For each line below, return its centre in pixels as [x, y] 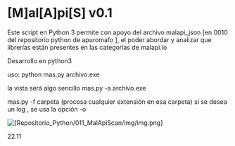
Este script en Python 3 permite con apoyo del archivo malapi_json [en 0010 [118, 32]
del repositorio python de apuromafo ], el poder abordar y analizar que [110, 39]
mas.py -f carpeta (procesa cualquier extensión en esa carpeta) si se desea [117, 101]
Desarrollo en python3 [40, 60]
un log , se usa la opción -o [47, 109]
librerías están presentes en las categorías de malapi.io [87, 47]
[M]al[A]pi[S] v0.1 [60, 13]
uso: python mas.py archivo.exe [53, 74]
